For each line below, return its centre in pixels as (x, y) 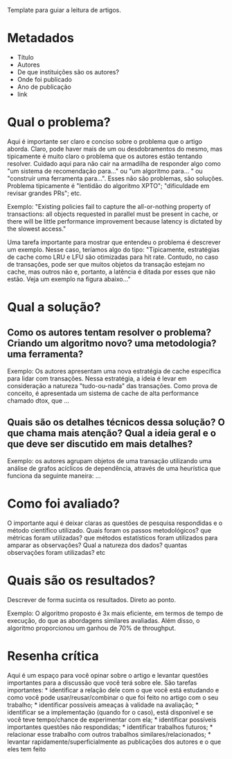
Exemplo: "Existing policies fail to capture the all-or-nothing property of (109, 206)
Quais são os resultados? (81, 580)
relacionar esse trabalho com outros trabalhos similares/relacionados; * (109, 734)
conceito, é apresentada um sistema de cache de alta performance (103, 393)
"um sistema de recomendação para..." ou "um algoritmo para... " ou (105, 171)
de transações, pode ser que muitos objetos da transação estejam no (106, 264)
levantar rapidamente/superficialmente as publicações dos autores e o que (114, 742)
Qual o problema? (59, 123)
